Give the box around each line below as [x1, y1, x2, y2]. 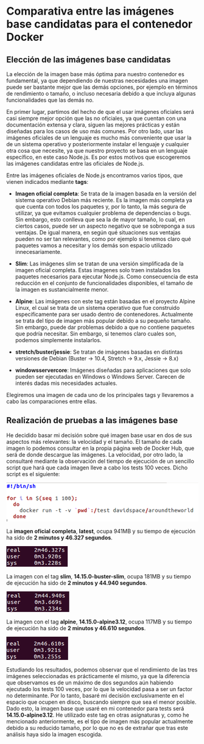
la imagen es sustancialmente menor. [15, 286, 109, 293]
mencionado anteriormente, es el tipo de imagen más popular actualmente [6, 718, 194, 725]
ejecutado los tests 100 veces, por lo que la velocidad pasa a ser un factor [6, 686, 193, 693]
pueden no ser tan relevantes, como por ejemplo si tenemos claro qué [15, 236, 192, 242]
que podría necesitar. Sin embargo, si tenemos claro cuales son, [15, 330, 177, 337]
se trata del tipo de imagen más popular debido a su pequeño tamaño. [15, 317, 192, 324]
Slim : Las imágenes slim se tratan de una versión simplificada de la [15, 260, 184, 267]
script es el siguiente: [6, 470, 60, 477]
